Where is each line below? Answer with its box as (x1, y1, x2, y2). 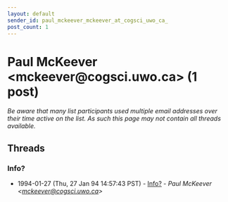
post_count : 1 (7, 23, 49, 30)
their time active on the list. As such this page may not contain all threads (7, 114, 222, 123)
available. (7, 122, 37, 130)
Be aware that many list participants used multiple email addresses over (7, 107, 218, 115)
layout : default (7, 10, 55, 18)
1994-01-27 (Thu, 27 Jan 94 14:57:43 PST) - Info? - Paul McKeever (17, 179, 213, 187)
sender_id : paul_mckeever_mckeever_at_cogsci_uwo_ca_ (7, 17, 169, 24)
